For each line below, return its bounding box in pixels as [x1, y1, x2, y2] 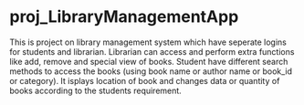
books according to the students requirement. [9, 85, 183, 96]
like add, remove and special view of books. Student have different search [9, 56, 288, 67]
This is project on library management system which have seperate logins [9, 37, 288, 47]
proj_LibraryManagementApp [9, 6, 239, 27]
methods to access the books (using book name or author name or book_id [9, 66, 293, 77]
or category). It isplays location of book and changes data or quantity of [9, 75, 280, 86]
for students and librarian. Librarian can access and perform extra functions [9, 46, 295, 57]
